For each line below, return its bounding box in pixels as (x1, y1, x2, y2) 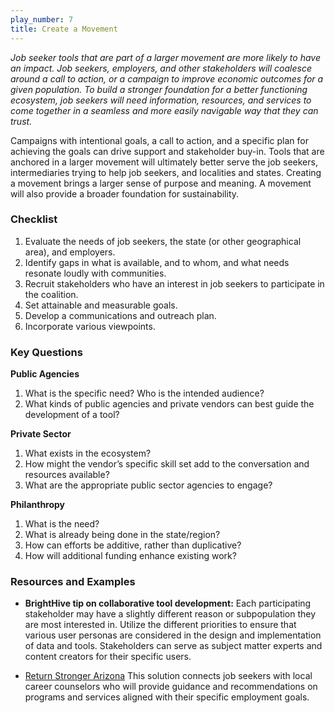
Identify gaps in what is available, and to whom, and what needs (24, 256, 290, 268)
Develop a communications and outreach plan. (24, 309, 217, 321)
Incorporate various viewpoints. (24, 320, 156, 332)
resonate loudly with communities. (24, 267, 167, 279)
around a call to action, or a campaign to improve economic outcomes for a (10, 72, 324, 85)
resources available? (24, 469, 110, 481)
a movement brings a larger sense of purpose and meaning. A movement (10, 177, 312, 189)
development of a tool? (24, 409, 120, 421)
